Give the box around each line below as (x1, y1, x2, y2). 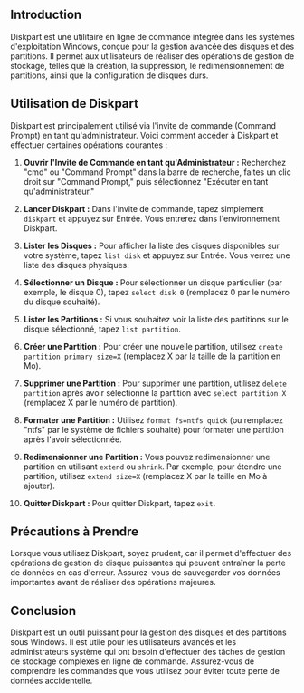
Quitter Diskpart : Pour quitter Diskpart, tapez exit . (23, 497, 216, 508)
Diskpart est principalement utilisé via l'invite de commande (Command (10, 120, 277, 130)
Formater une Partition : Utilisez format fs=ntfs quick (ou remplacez (23, 414, 284, 425)
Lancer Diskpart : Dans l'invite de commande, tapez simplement (23, 203, 265, 214)
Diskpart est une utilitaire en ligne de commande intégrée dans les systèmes (10, 31, 295, 42)
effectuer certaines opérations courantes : (10, 140, 168, 150)
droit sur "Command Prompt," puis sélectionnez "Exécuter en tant (23, 176, 269, 187)
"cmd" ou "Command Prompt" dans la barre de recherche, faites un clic (23, 167, 292, 178)
